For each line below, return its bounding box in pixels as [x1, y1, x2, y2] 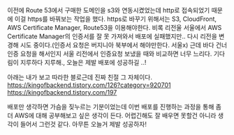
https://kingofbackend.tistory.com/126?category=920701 [7, 81, 171, 89]
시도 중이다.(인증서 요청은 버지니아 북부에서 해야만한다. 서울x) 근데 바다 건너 [20, 41, 228, 49]
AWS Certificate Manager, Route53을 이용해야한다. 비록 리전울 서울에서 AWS [7, 24, 222, 31]
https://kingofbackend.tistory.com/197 [7, 88, 117, 96]
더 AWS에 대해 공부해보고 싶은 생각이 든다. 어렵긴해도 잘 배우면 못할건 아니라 [7, 111, 217, 120]
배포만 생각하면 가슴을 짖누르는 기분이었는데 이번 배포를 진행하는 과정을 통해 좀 [7, 103, 222, 111]
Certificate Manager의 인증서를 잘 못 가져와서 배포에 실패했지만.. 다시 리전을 [7, 32, 218, 40]
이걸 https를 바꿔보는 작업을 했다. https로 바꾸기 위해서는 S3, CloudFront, [14, 15, 217, 23]
